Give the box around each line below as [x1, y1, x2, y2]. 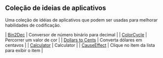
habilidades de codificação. [5, 22, 61, 28]
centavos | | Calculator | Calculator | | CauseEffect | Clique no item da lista [5, 42, 155, 48]
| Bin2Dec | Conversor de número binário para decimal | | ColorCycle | [5, 31, 147, 37]
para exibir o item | [5, 47, 43, 53]
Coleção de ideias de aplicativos [5, 4, 107, 12]
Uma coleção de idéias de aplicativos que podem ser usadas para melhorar [5, 17, 158, 23]
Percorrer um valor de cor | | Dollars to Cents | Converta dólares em [5, 37, 142, 43]
